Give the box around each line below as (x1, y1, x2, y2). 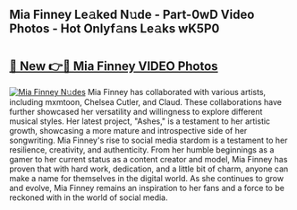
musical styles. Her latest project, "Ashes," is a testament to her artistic (9, 116, 271, 127)
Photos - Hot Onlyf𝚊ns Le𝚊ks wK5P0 (9, 22, 220, 37)
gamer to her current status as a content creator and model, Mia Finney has (9, 154, 288, 164)
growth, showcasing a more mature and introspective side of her (9, 126, 248, 136)
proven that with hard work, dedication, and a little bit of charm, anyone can (9, 163, 289, 174)
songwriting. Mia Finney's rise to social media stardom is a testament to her (9, 135, 288, 145)
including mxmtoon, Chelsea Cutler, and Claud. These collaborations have (9, 97, 282, 107)
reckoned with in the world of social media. (9, 192, 168, 203)
